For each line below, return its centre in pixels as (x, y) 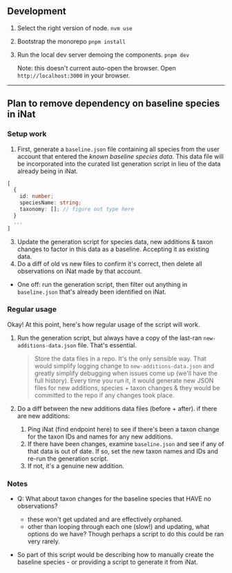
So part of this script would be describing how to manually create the (115, 555)
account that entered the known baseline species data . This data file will (120, 156)
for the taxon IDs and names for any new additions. (100, 436)
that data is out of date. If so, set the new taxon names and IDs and (123, 451)
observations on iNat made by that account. (79, 271)
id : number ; (37, 197)
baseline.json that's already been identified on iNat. (92, 292)
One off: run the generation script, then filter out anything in (102, 284)
